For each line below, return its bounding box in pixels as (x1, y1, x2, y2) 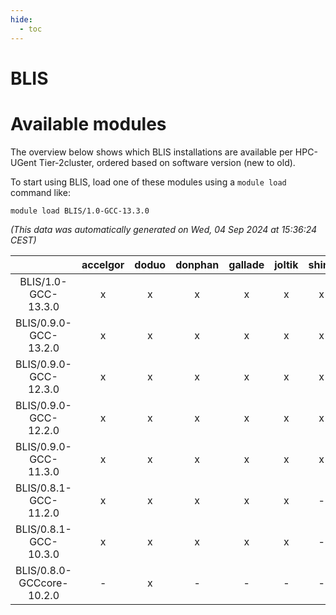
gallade (228, 257, 265, 271)
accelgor (81, 257, 125, 271)
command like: (10, 186, 71, 198)
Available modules (10, 112, 167, 135)
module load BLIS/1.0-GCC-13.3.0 (10, 206, 150, 216)
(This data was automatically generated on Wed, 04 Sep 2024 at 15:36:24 (10, 223, 318, 235)
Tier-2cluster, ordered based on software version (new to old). (38, 156, 296, 168)
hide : (10, 14, 33, 25)
